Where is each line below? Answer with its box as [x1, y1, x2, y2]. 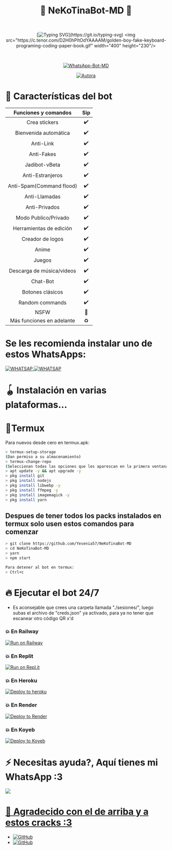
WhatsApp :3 [5, 771, 63, 783]
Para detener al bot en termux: [5, 565, 74, 570]
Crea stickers [26, 119, 59, 126]
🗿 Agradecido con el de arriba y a [5, 806, 149, 818]
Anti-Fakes [29, 151, 56, 158]
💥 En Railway [5, 628, 39, 635]
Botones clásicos [22, 288, 63, 296]
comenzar [5, 527, 38, 536]
